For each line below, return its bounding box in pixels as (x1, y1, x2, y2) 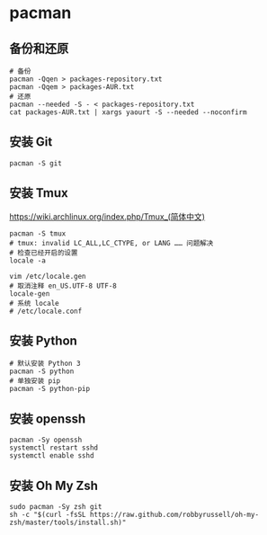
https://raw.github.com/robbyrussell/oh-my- (89, 511, 259, 520)
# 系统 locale (9, 299, 60, 308)
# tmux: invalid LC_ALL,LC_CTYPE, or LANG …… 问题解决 (9, 238, 214, 247)
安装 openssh (9, 411, 86, 426)
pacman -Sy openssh (9, 435, 83, 445)
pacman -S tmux (9, 228, 67, 238)
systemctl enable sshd (9, 451, 94, 460)
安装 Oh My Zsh (9, 477, 99, 493)
